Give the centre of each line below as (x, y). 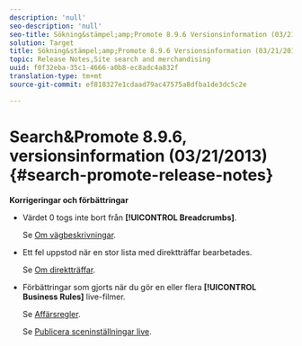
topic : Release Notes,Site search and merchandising (110, 59)
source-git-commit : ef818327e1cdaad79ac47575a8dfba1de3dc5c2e (128, 84)
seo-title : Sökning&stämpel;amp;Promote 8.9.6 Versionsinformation (138, 34)
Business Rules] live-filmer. (74, 297)
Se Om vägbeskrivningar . (69, 235)
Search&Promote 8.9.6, (98, 137)
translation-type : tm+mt (56, 76)
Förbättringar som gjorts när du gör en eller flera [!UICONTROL (139, 287)
